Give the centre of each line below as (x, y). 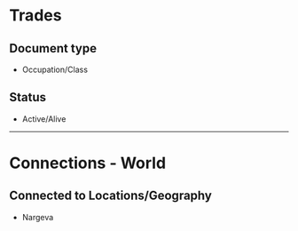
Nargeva (38, 217)
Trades (35, 16)
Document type (53, 48)
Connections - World (88, 163)
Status (28, 97)
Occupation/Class (55, 69)
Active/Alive (44, 119)
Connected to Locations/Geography (111, 196)
